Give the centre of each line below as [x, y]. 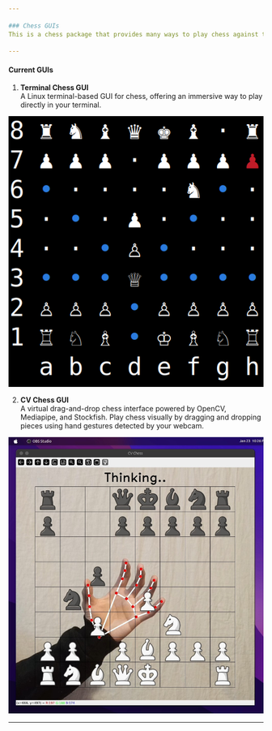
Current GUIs [31, 70]
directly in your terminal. [61, 105]
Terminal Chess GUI [54, 88]
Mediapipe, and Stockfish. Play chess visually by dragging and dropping [140, 417]
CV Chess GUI [45, 400]
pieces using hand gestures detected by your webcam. [112, 426]
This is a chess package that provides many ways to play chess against [134, 34]
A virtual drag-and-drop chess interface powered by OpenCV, [123, 409]
